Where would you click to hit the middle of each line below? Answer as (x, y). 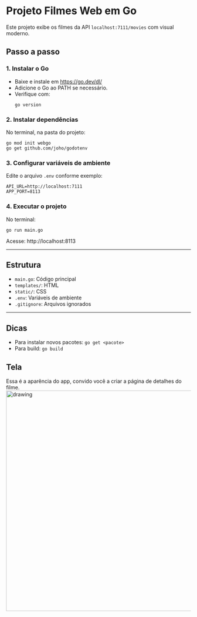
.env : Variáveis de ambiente (48, 298)
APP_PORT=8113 (23, 192)
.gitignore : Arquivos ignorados (53, 304)
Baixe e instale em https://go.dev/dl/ (58, 81)
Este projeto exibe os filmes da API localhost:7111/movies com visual (90, 27)
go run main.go (25, 230)
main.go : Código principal (45, 279)
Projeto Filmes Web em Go (71, 11)
